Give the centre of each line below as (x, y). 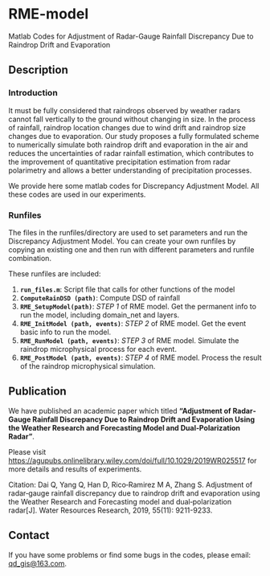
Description (38, 70)
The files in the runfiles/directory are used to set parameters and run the (128, 232)
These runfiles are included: (55, 273)
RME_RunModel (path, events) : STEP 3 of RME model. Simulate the (129, 340)
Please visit (27, 451)
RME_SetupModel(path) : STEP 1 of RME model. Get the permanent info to (138, 306)
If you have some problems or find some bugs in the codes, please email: (130, 554)
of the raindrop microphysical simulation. (88, 366)
